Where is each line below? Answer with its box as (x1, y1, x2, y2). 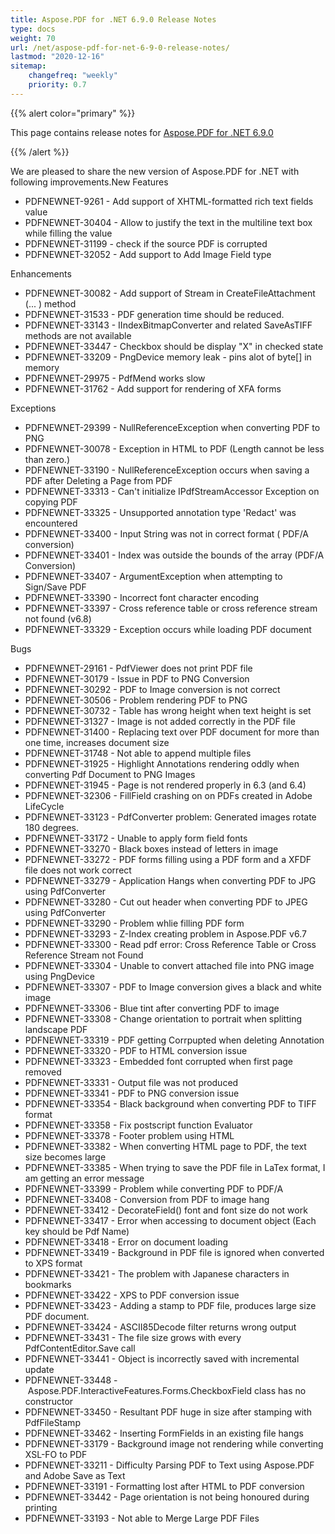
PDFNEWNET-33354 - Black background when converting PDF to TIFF (24, 1097, 317, 1110)
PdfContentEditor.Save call (24, 1342, 136, 1354)
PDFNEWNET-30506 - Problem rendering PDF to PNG (24, 694, 248, 706)
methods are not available (24, 329, 132, 341)
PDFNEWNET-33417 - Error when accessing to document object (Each (24, 1214, 317, 1226)
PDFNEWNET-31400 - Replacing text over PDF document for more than (24, 726, 320, 738)
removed (24, 1066, 62, 1078)
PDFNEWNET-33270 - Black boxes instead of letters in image (24, 842, 279, 855)
